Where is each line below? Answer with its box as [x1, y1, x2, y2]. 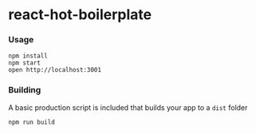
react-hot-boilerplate [8, 6, 152, 24]
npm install [8, 52, 48, 61]
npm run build [8, 118, 56, 126]
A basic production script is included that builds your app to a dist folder [8, 102, 248, 112]
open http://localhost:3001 [8, 66, 102, 74]
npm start [8, 59, 41, 67]
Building [8, 85, 41, 96]
